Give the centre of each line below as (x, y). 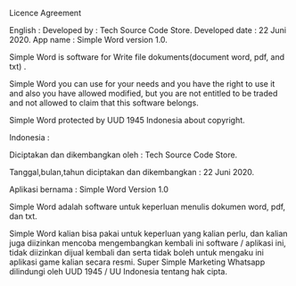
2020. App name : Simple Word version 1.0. (88, 40)
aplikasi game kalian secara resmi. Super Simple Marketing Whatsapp (137, 262)
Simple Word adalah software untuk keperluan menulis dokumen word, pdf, (148, 206)
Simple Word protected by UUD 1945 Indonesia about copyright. (127, 120)
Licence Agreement (45, 13)
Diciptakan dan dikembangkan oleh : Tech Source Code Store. (123, 155)
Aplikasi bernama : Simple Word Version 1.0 (89, 189)
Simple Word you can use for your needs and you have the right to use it (142, 84)
